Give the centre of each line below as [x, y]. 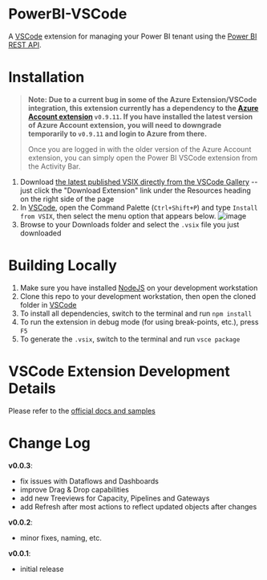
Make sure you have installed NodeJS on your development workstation [139, 288]
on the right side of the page [67, 198]
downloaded [40, 233]
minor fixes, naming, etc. [61, 537]
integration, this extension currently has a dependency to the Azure [143, 108]
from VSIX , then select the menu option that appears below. [118, 216]
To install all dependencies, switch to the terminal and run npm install [136, 313]
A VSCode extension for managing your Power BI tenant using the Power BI [133, 36]
